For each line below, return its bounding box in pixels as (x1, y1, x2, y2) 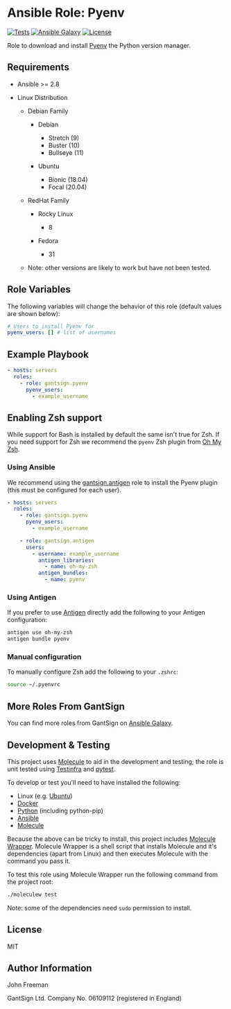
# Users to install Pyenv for (7, 323, 95, 330)
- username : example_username (32, 550, 119, 557)
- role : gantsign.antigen (19, 537, 95, 544)
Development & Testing (7, 739, 110, 751)
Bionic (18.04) (48, 175, 88, 183)
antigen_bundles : (37, 569, 89, 577)
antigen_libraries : (37, 557, 95, 564)
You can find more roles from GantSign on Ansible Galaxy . (7, 719, 173, 727)
